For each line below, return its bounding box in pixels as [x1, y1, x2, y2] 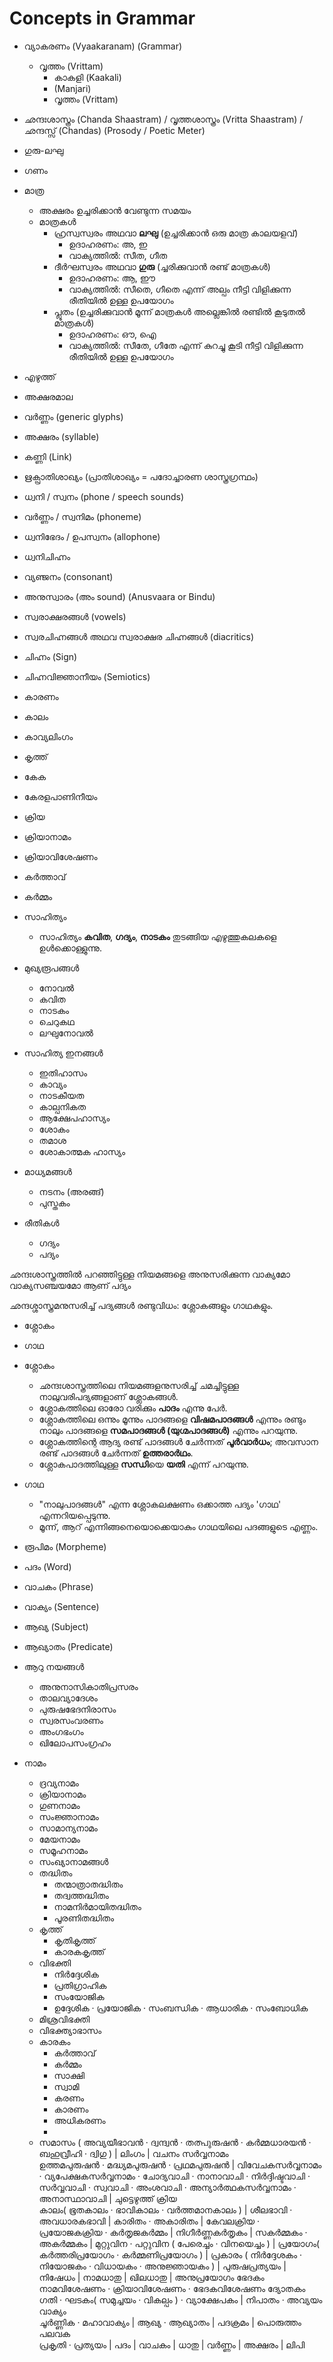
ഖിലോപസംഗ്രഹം [38, 1737, 112, 1749]
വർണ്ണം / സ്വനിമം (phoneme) [23, 510, 142, 522]
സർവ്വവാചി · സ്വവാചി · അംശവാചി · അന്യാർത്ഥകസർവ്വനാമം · [38, 2181, 297, 2193]
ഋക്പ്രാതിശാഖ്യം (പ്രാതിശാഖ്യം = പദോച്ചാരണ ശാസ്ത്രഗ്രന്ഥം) [23, 470, 259, 482]
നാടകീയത [38, 1089, 85, 1101]
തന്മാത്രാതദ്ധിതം [53, 1878, 124, 1890]
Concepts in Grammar [9, 7, 196, 30]
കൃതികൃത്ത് [53, 1934, 96, 1946]
